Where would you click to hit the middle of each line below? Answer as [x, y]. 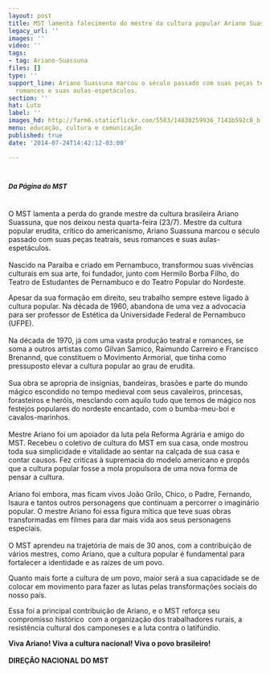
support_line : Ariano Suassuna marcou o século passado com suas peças [131, 83]
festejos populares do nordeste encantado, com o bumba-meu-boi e [122, 409]
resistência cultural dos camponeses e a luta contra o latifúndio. [115, 628]
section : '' [28, 98]
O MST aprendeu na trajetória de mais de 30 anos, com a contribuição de [130, 546]
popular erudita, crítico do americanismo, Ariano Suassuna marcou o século [134, 231]
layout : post [30, 16]
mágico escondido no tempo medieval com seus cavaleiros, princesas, [126, 392]
